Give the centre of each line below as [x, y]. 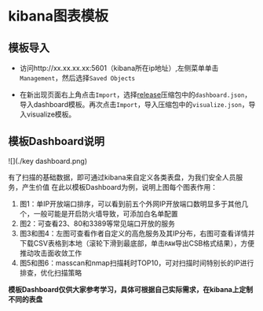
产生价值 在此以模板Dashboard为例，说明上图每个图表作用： [120, 187]
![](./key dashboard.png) [48, 161]
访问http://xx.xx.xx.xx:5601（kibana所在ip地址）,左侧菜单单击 [119, 68]
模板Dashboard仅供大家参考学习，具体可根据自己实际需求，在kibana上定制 [131, 289]
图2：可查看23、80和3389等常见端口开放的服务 [97, 223]
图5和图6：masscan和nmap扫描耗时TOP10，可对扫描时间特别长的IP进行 [137, 263]
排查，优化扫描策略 [51, 272]
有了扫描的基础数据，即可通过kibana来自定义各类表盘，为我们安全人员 [122, 177]
